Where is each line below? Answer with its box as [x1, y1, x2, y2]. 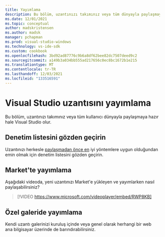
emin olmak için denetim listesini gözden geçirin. [5, 152, 104, 158]
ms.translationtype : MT [5, 62, 54, 67]
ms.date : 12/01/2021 [5, 16, 48, 21]
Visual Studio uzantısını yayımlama [5, 97, 151, 109]
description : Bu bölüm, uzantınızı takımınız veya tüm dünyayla [5, 12, 139, 17]
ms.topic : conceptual [5, 21, 50, 26]
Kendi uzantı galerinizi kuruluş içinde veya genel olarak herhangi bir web [5, 221, 152, 227]
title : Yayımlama [5, 7, 41, 12]
